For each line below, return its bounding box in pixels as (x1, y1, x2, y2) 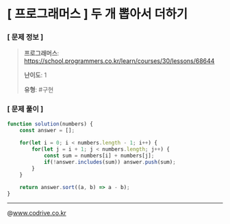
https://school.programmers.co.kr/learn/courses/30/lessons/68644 (23, 57, 215, 65)
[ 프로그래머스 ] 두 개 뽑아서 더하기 (7, 6, 188, 22)
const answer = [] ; (19, 127, 75, 134)
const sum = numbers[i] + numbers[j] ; (43, 152, 155, 160)
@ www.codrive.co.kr (7, 209, 66, 217)
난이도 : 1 (23, 71, 47, 79)
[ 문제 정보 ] (7, 32, 44, 42)
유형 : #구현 (23, 86, 54, 94)
